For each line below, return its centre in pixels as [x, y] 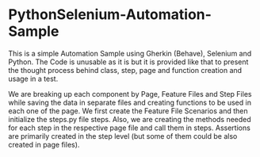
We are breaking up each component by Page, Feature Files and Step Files [130, 94]
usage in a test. [33, 78]
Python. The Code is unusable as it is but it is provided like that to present [128, 62]
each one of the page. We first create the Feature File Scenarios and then [128, 111]
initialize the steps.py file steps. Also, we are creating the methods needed [130, 119]
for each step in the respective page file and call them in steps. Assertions [130, 128]
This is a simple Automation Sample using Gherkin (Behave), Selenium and [130, 53]
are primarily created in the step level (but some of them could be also [123, 136]
